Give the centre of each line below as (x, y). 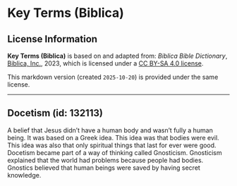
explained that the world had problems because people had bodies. (105, 160)
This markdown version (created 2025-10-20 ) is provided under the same (113, 77)
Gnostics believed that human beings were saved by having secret (104, 168)
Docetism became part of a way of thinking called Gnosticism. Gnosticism (115, 152)
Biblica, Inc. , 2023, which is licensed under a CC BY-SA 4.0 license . (105, 63)
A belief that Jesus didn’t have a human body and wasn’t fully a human (110, 130)
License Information (52, 39)
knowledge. (24, 175)
